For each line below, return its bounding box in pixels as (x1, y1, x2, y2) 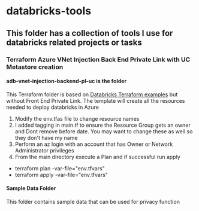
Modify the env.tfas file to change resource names (14, 115, 140, 122)
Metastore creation (6, 63, 64, 71)
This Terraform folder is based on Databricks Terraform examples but (6, 91, 178, 98)
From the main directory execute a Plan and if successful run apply (14, 153, 181, 160)
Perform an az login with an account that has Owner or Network (14, 140, 173, 148)
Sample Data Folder (6, 185, 56, 192)
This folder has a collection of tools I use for (6, 28, 173, 38)
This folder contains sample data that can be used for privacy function (6, 198, 180, 205)
